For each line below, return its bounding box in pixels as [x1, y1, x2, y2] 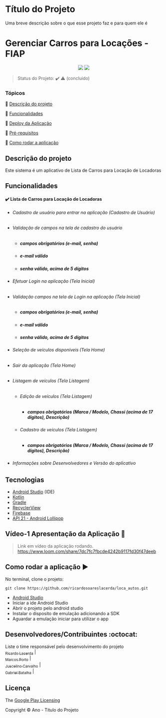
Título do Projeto [5, 3, 76, 15]
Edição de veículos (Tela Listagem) [19, 393, 92, 399]
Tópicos [5, 89, 25, 96]
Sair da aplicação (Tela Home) [12, 362, 76, 368]
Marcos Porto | [5, 655, 31, 663]
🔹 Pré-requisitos [5, 130, 39, 136]
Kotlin [12, 494, 24, 500]
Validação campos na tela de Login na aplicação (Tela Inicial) [12, 294, 141, 300]
